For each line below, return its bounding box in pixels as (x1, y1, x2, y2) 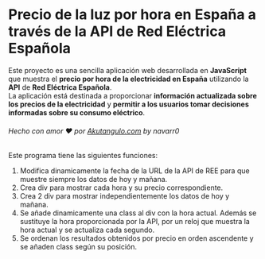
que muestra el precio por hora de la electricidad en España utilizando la (8, 74, 249, 83)
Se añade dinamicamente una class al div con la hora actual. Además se (19, 208, 257, 218)
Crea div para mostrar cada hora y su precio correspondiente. (19, 183, 224, 192)
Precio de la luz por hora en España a (8, 6, 257, 24)
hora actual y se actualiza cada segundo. (19, 225, 155, 235)
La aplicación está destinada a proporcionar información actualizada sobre (8, 91, 257, 100)
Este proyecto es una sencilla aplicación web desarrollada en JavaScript (8, 65, 247, 75)
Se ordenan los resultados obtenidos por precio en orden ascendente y (19, 234, 254, 243)
